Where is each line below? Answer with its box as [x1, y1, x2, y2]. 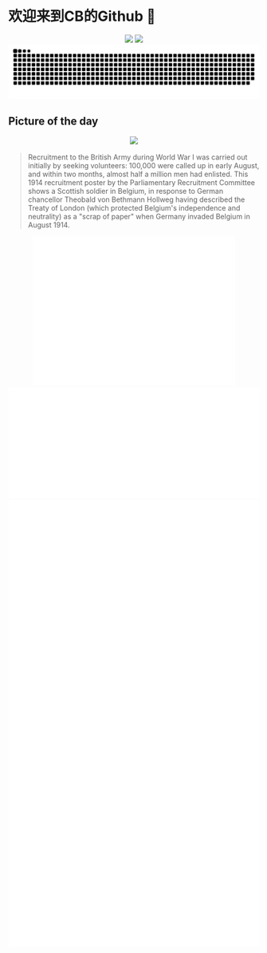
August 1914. [27, 220, 70, 230]
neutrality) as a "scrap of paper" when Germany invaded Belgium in [27, 211, 251, 221]
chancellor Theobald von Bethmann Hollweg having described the [27, 195, 245, 204]
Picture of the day [8, 115, 99, 128]
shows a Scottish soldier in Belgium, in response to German [27, 186, 224, 195]
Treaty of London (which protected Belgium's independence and [27, 203, 241, 212]
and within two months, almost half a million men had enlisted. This [27, 169, 249, 179]
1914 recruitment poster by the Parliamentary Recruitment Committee [27, 177, 256, 187]
